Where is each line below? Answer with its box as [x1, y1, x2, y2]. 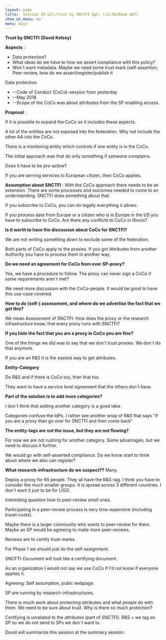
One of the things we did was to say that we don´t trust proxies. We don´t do [5, 340, 161, 346]
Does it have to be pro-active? [5, 163, 67, 169]
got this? [5, 306, 24, 312]
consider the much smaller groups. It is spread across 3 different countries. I [5, 482, 162, 488]
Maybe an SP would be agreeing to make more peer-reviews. [5, 527, 130, 533]
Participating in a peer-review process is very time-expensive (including [5, 507, 152, 513]
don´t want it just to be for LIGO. [5, 487, 70, 493]
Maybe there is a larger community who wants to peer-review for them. [5, 522, 151, 528]
